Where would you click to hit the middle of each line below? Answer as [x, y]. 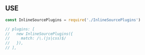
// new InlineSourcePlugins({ [39, 34]
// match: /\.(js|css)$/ [36, 38]
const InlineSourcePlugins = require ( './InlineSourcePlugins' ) [73, 20]
